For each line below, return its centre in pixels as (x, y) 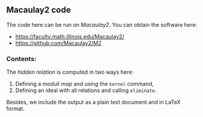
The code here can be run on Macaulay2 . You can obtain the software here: (102, 24)
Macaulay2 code (39, 10)
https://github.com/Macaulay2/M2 (58, 43)
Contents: (21, 58)
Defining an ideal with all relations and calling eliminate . (86, 90)
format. (16, 108)
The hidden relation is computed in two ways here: (70, 72)
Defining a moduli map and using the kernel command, (84, 84)
